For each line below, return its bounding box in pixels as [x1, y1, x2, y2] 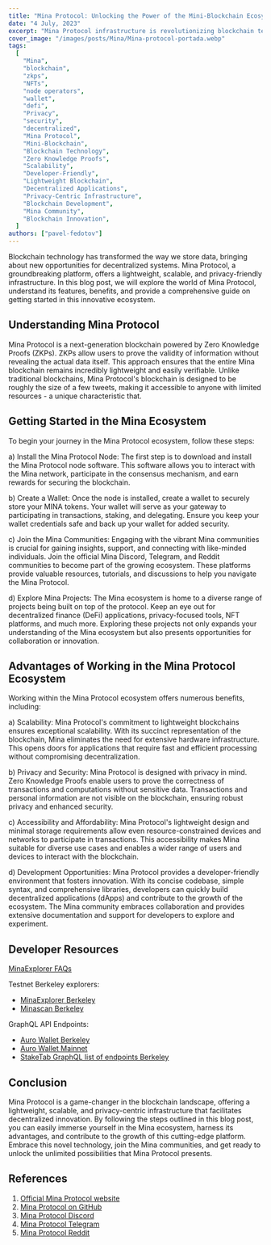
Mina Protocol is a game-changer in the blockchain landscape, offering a [8, 1097, 250, 1107]
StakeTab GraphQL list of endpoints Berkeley [19, 1052, 169, 1062]
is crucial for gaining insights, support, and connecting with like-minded [8, 543, 248, 553]
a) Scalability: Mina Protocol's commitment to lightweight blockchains [8, 717, 240, 727]
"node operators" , [23, 86, 85, 95]
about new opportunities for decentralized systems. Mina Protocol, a [8, 260, 236, 270]
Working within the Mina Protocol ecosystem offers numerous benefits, [8, 693, 245, 703]
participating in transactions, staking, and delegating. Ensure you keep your [8, 510, 260, 519]
